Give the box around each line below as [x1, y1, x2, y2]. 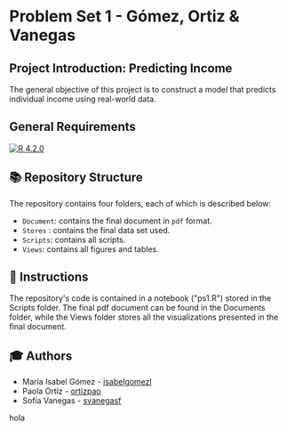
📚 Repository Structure [9, 170, 144, 185]
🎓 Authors [9, 348, 73, 363]
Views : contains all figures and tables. [21, 243, 159, 255]
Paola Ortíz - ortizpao [21, 385, 101, 397]
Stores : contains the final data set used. [21, 224, 171, 235]
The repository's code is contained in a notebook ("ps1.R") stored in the [9, 293, 272, 304]
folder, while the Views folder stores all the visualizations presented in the [9, 312, 279, 322]
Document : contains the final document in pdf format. [21, 215, 213, 226]
